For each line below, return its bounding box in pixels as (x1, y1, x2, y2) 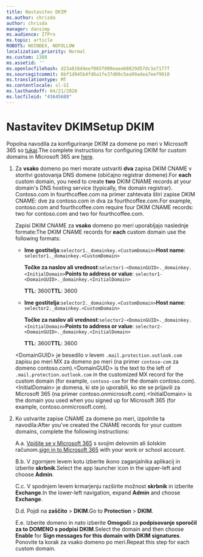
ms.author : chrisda (6, 15, 56, 21)
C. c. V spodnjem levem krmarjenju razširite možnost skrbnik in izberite (15, 482, 193, 490)
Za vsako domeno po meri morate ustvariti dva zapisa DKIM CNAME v (15, 165, 192, 172)
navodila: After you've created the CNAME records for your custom (15, 421, 182, 429)
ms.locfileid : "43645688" (6, 94, 72, 100)
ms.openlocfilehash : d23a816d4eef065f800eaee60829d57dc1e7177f (6, 65, 170, 72)
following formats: (15, 235, 61, 242)
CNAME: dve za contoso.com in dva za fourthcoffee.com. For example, (15, 197, 193, 204)
